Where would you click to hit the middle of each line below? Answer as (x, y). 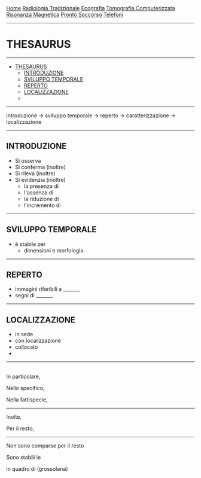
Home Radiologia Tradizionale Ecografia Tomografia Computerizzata (91, 8)
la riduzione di (41, 199)
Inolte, (14, 416)
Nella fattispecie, (27, 400)
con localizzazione (38, 341)
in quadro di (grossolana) (37, 468)
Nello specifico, (25, 388)
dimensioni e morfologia (54, 250)
